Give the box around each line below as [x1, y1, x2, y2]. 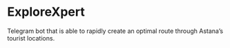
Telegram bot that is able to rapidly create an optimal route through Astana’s [7, 27, 223, 35]
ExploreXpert [7, 4, 85, 20]
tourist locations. [7, 34, 55, 42]
